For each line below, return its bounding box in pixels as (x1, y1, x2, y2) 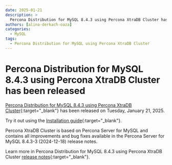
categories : (5, 27, 31, 32)
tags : (5, 36, 17, 42)
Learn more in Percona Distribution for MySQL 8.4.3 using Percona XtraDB (5, 148, 162, 154)
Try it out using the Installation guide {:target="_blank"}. (5, 117, 122, 123)
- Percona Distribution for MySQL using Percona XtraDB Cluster (10, 41, 150, 46)
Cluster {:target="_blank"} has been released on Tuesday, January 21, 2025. (5, 107, 165, 114)
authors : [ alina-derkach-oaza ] (5, 22, 72, 27)
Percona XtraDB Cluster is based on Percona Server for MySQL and (5, 127, 148, 134)
